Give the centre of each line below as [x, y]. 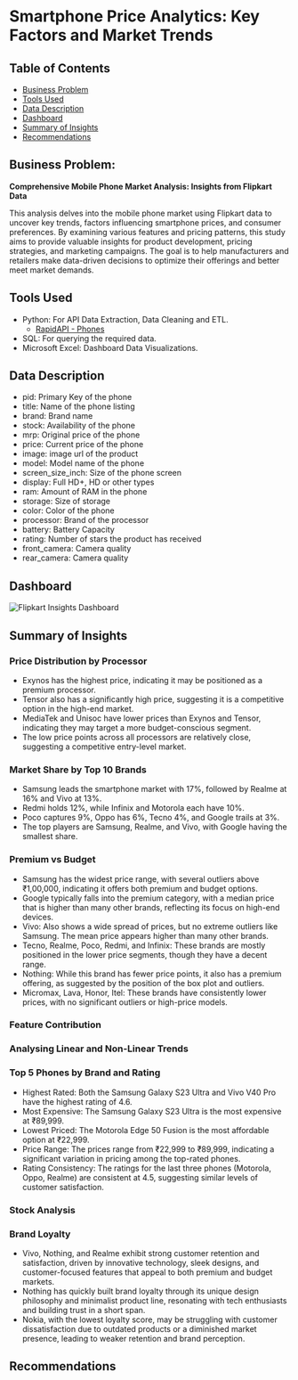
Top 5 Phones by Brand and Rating [85, 1073]
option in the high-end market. [78, 708]
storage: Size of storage [66, 502]
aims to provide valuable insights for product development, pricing [131, 241]
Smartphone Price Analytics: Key [135, 16]
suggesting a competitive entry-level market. [104, 747]
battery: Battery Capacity [68, 530]
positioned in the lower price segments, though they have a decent [145, 954]
